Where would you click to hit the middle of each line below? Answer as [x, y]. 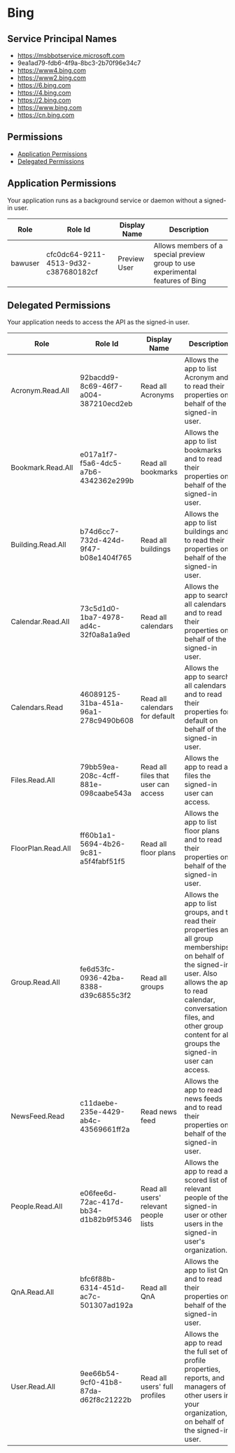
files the [198, 776]
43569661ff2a [105, 1129]
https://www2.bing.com [51, 78]
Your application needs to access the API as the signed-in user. [99, 322]
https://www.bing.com [50, 107]
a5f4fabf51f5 [103, 861]
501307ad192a [107, 1305]
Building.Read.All [38, 545]
